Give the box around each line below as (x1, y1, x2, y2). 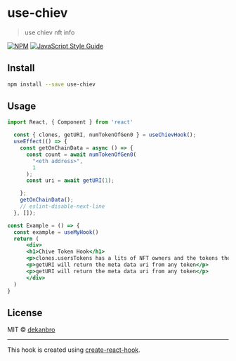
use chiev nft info (24, 28, 75, 37)
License (7, 307, 43, 319)
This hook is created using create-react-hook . (7, 346, 140, 354)
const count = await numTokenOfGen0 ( (25, 151, 137, 158)
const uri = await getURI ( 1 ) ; (25, 177, 114, 184)
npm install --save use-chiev (7, 81, 96, 88)
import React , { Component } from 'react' (7, 119, 133, 126)
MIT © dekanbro (7, 325, 55, 334)
